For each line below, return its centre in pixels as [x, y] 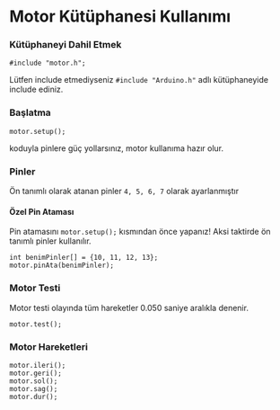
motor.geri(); [36, 373]
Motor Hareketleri [48, 346]
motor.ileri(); [38, 365]
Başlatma [30, 112]
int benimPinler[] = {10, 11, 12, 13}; [84, 258]
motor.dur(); [34, 397]
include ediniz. [36, 89]
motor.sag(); [34, 388]
